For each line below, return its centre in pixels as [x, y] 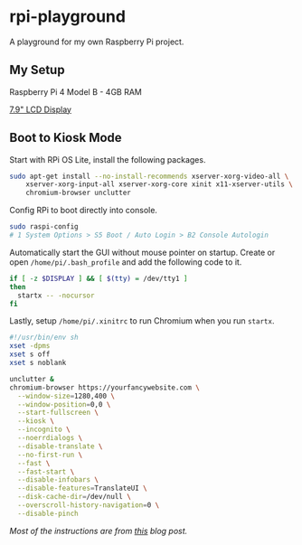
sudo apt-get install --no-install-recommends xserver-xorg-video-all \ [149, 176]
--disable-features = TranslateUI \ [82, 489]
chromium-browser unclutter [78, 193]
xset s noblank [38, 363]
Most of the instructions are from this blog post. [99, 531]
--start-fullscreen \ [58, 413]
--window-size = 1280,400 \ [66, 396]
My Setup [37, 70]
